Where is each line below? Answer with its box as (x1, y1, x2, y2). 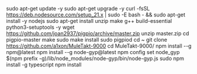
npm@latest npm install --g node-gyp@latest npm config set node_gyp (6, 49, 180, 55)
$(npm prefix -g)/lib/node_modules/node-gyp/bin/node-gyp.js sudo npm (6, 55, 185, 62)
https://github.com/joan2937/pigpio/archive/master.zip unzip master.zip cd (6, 30, 189, 37)
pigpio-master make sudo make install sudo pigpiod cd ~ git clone (6, 36, 167, 43)
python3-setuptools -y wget (6, 23, 75, 31)
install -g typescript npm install (6, 61, 82, 68)
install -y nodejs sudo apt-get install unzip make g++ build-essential (6, 18, 173, 24)
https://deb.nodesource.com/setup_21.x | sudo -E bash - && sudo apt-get (6, 11, 186, 18)
